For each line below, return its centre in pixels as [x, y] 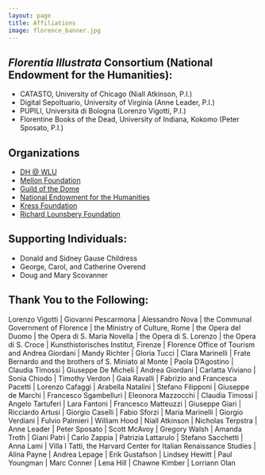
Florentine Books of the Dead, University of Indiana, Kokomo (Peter [129, 119]
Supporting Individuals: [67, 239]
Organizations [44, 153]
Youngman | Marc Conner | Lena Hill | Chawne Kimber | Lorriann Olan [122, 462]
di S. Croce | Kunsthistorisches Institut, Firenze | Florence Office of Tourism [132, 344]
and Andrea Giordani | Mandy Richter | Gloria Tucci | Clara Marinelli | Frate [130, 353]
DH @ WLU [38, 172]
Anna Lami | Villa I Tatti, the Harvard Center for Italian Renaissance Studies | [132, 446]
